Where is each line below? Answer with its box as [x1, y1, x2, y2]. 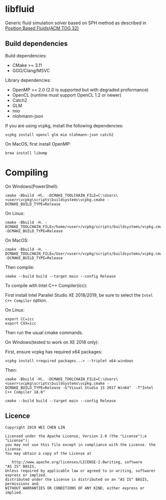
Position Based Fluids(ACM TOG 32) [5, 25, 79, 31]
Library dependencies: [5, 77, 51, 83]
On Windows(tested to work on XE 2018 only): [5, 339, 99, 345]
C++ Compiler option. [5, 297, 47, 303]
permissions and [5, 481, 39, 486]
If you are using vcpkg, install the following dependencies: [5, 122, 124, 128]
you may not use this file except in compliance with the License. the [5, 442, 156, 447]
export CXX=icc [5, 321, 37, 326]
